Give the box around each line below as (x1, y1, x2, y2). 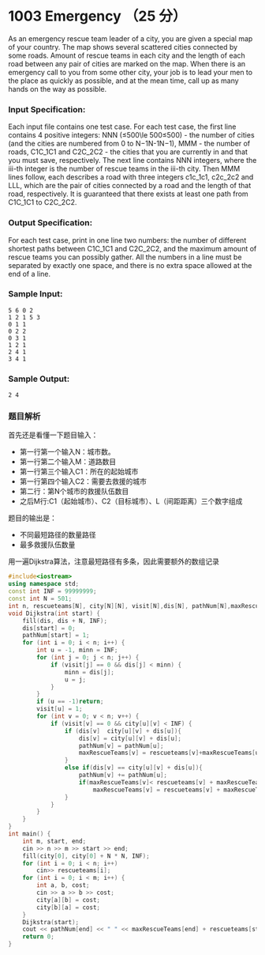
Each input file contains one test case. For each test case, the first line (8, 122, 237, 131)
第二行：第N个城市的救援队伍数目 (19, 487, 129, 496)
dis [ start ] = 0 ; (22, 624, 77, 632)
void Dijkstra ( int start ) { (8, 610, 101, 617)
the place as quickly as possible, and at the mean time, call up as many (8, 76, 239, 85)
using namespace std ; (8, 580, 80, 588)
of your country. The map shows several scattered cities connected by (8, 42, 238, 51)
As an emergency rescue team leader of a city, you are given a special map (8, 33, 253, 43)
